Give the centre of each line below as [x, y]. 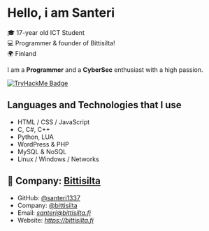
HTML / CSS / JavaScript [53, 122]
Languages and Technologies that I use [94, 105]
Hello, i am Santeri [61, 13]
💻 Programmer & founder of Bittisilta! [61, 43]
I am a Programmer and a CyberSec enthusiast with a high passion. [105, 69]
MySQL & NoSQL [42, 151]
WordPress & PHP [43, 144]
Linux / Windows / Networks [58, 159]
